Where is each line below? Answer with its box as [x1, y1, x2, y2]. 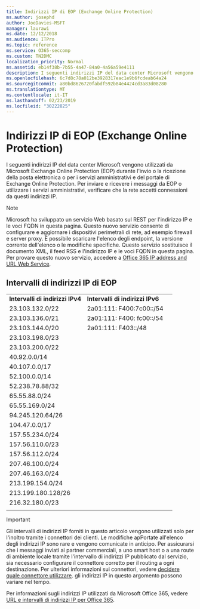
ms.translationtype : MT [6, 87, 66, 93]
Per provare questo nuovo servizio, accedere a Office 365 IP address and [6, 254, 187, 262]
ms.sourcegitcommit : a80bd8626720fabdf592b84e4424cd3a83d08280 [6, 81, 167, 87]
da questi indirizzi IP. [6, 193, 58, 200]
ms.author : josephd [6, 14, 55, 20]
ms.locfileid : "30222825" [6, 103, 70, 109]
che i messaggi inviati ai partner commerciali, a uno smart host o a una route [6, 547, 194, 554]
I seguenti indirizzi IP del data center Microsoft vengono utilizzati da [6, 161, 173, 168]
